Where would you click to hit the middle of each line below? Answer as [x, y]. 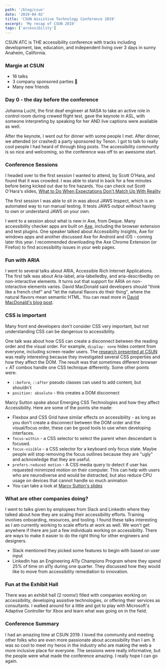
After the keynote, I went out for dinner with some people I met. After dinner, [83, 136]
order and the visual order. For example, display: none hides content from [81, 346]
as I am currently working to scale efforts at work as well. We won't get [77, 525]
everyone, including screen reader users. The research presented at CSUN [81, 351]
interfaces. [23, 433]
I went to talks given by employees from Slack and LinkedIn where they [77, 509]
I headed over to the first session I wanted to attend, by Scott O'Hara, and [80, 175]
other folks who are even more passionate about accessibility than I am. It [80, 640]
